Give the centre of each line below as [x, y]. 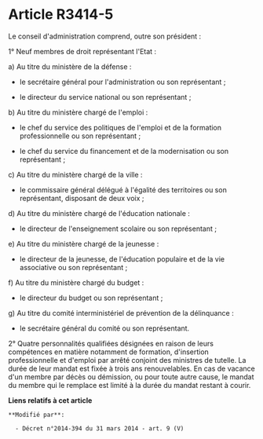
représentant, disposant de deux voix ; [82, 198]
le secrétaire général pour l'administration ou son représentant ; [122, 82]
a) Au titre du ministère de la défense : [70, 66]
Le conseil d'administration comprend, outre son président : [105, 36]
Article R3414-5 [61, 15]
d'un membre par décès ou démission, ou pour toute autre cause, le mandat [131, 377]
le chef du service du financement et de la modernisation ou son [124, 151]
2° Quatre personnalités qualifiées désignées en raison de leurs [111, 343]
